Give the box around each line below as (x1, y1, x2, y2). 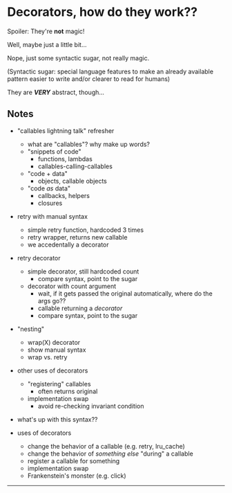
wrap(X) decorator (27, 338, 81, 346)
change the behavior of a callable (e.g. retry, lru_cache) (27, 442, 185, 450)
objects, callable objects (37, 177, 107, 185)
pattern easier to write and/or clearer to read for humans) (7, 74, 171, 83)
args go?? (37, 296, 66, 305)
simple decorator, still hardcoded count (27, 267, 139, 276)
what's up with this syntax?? (17, 415, 98, 423)
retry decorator (17, 253, 61, 262)
